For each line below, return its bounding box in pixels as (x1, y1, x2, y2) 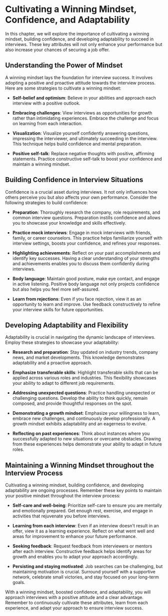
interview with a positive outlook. (12, 100, 81, 106)
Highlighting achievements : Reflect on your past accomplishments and (12, 250, 161, 256)
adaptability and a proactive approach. (12, 360, 92, 366)
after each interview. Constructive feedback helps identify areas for (12, 548, 151, 554)
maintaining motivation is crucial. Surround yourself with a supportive (12, 569, 156, 575)
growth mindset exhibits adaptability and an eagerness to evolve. (12, 421, 147, 427)
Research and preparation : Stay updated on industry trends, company (12, 349, 158, 355)
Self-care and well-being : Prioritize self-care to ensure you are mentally (12, 502, 162, 508)
